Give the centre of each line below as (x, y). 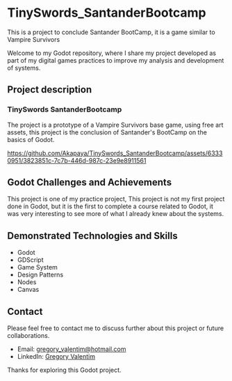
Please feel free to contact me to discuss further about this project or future (116, 328)
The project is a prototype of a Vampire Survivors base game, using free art (115, 125)
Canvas (28, 290)
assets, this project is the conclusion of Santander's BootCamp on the (107, 132)
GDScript (30, 260)
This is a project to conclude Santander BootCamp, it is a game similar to (111, 32)
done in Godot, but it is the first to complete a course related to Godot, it (110, 206)
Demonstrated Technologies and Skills (93, 236)
